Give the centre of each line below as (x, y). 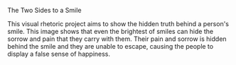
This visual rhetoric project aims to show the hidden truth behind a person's (118, 24)
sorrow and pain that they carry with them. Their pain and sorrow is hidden (117, 39)
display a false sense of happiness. (59, 54)
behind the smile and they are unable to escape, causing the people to (111, 46)
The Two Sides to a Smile (44, 10)
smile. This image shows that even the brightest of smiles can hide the (111, 31)
